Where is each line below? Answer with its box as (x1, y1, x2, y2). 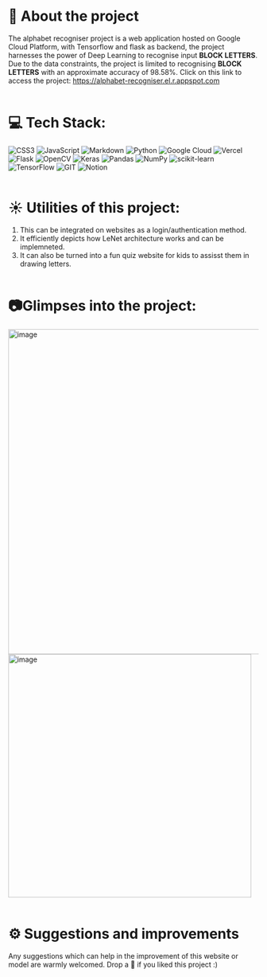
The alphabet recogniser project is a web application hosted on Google (8, 33, 241, 43)
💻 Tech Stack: (8, 114, 106, 132)
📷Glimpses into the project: (8, 297, 197, 315)
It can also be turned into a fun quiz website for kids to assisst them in (19, 250, 250, 260)
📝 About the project (8, 7, 139, 25)
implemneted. (19, 242, 65, 252)
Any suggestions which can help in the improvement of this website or (8, 951, 238, 960)
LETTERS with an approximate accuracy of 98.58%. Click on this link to (8, 67, 242, 76)
